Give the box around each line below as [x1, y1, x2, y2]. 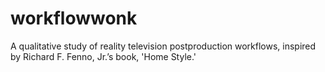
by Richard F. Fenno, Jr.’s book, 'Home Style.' [10, 50, 197, 62]
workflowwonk [10, 7, 138, 30]
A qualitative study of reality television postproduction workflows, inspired [10, 40, 317, 52]
